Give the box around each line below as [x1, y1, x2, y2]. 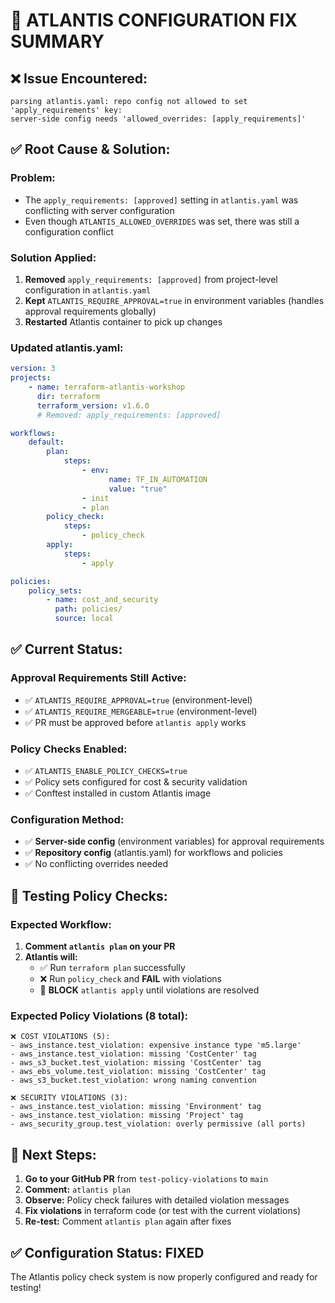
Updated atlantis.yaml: [10, 340, 124, 354]
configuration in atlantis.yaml [24, 284, 152, 296]
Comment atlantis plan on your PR [24, 940, 176, 952]
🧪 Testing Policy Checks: [10, 887, 168, 904]
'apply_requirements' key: [10, 105, 123, 115]
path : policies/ [54, 604, 123, 614]
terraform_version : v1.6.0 [36, 400, 150, 411]
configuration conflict [24, 225, 114, 238]
